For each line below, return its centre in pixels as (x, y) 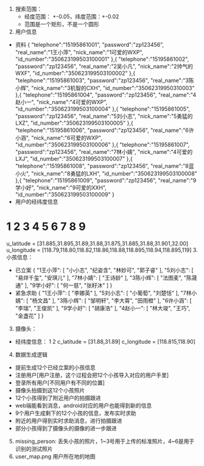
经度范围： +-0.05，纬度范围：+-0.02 (72, 16)
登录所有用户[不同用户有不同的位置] (60, 383)
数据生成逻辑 (31, 354)
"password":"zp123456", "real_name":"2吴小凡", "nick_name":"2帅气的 (104, 66)
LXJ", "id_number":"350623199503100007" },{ (74, 159)
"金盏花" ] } (29, 316)
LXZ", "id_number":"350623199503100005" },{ (74, 123)
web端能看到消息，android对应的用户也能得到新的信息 (83, 405)
